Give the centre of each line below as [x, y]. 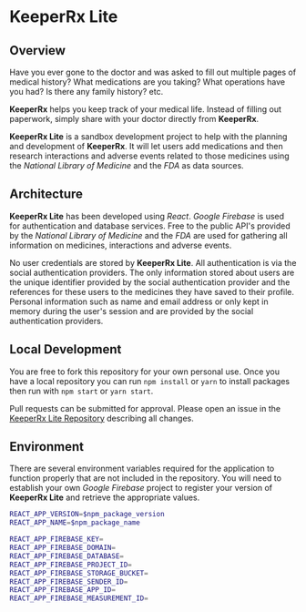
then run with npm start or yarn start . [82, 391]
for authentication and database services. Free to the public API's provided [150, 226]
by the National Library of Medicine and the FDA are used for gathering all [149, 235]
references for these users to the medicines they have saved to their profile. [152, 291]
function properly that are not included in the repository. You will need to [146, 478]
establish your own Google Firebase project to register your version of [141, 488]
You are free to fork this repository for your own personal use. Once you [145, 372]
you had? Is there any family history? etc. [87, 92]
